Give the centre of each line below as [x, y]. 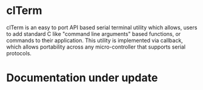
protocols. [19, 53]
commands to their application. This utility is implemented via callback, [95, 40]
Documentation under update [82, 78]
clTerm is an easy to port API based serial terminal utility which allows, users [102, 27]
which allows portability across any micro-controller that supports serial [96, 47]
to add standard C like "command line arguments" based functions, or [94, 33]
